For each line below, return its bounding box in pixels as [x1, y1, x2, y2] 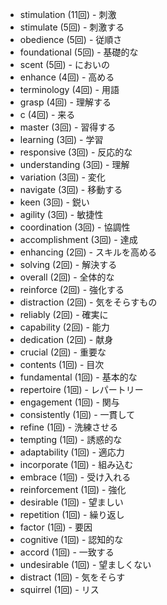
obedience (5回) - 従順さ [19, 34, 123, 45]
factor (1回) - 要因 [19, 521, 93, 533]
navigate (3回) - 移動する [19, 184, 123, 195]
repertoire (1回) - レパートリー [19, 384, 144, 395]
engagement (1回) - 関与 [19, 396, 120, 408]
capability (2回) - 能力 [19, 321, 110, 333]
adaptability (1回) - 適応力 [19, 446, 125, 458]
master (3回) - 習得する [19, 121, 117, 133]
